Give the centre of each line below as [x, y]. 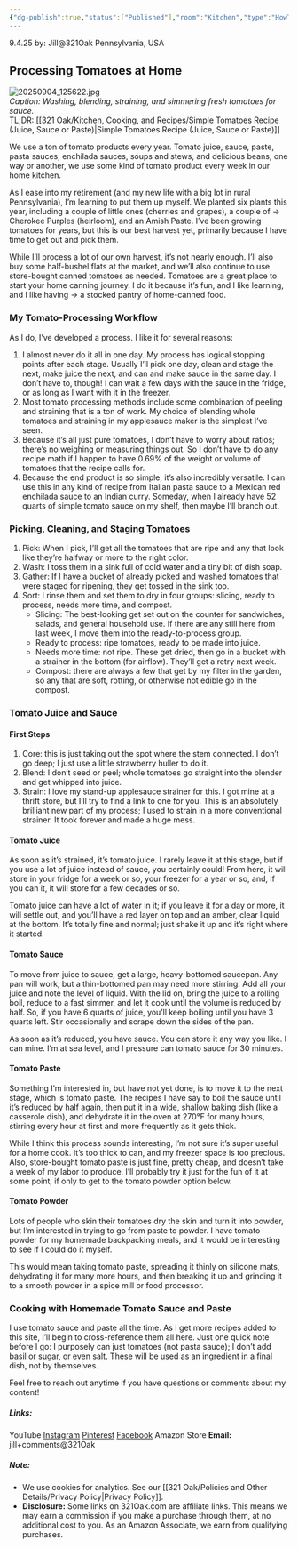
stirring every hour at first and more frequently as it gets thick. [123, 1126]
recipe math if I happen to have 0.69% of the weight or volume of [141, 458]
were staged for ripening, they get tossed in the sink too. [125, 586]
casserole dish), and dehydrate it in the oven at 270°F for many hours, [137, 1116]
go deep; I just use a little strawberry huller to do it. [115, 763]
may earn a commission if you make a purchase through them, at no [146, 1516]
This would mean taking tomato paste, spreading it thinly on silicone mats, [145, 1266]
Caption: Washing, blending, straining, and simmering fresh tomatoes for [143, 101]
